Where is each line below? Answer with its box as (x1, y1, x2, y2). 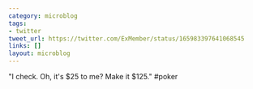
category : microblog (8, 11, 79, 20)
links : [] (8, 42, 42, 50)
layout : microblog (8, 49, 71, 57)
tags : (8, 19, 27, 28)
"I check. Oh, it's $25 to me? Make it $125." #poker (8, 72, 178, 81)
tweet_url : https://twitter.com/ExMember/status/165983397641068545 (8, 34, 245, 43)
